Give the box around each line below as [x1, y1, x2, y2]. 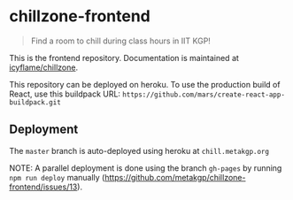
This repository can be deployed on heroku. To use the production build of [9, 79, 281, 89]
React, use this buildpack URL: [9, 88, 121, 99]
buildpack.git [9, 97, 62, 107]
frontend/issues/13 [9, 181, 78, 192]
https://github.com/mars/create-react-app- [122, 90, 286, 99]
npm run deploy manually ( [9, 172, 105, 182]
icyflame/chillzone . [9, 62, 78, 73]
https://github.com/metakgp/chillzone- [104, 172, 246, 182]
